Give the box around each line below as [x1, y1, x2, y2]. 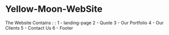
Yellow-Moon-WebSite [5, 3, 102, 15]
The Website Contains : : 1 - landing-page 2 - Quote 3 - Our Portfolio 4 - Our [5, 20, 164, 26]
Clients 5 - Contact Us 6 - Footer [5, 25, 73, 31]
